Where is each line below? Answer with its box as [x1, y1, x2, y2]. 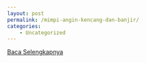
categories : [7, 23, 41, 29]
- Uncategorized [19, 29, 66, 36]
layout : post [7, 10, 45, 17]
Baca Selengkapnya [7, 48, 64, 56]
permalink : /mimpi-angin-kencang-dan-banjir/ [7, 16, 139, 23]
